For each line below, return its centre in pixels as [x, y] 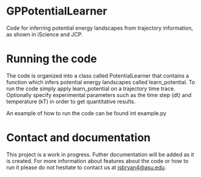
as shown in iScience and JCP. [44, 34]
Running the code [52, 59]
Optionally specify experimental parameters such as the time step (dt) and [99, 95]
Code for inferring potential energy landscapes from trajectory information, [100, 28]
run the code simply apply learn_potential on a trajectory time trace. [91, 88]
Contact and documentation [78, 138]
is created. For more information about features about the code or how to [97, 161]
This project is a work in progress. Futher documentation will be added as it [100, 154]
